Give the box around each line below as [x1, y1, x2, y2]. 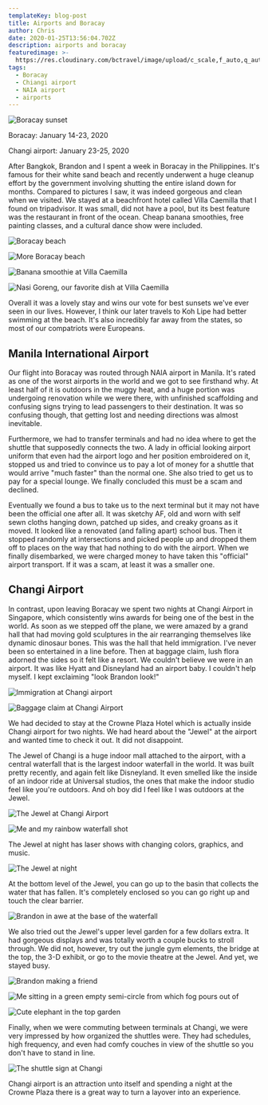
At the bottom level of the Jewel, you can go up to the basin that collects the [8, 878, 259, 888]
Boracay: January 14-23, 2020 [8, 131, 109, 140]
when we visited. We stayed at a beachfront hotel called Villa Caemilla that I [8, 195, 257, 205]
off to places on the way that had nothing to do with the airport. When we [8, 543, 250, 553]
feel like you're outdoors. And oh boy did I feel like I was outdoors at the [8, 784, 245, 794]
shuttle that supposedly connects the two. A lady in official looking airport [8, 443, 251, 452]
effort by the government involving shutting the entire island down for [8, 179, 237, 188]
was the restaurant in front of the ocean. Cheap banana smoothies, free [8, 212, 244, 222]
